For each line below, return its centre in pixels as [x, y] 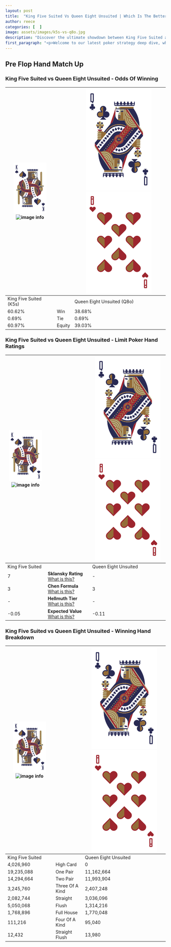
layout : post [19, 11]
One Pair [65, 872]
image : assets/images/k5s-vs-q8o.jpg [45, 32]
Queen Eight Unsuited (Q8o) [104, 301]
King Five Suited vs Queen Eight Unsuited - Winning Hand [78, 631]
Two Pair [65, 879]
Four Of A [66, 920]
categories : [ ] [24, 27]
